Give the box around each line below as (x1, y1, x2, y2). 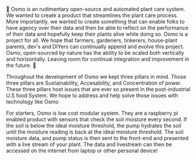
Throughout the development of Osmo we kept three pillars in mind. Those (6, 74, 187, 80)
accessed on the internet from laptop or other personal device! (6, 147, 158, 154)
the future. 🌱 (6, 62, 36, 69)
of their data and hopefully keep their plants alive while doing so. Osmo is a (6, 31, 188, 38)
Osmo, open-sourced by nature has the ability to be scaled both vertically (6, 49, 184, 56)
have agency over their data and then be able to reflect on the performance (6, 24, 189, 31)
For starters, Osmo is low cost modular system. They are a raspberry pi (6, 109, 178, 116)
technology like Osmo (6, 98, 59, 105)
